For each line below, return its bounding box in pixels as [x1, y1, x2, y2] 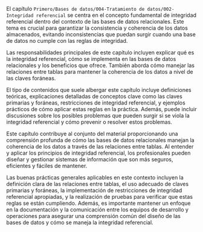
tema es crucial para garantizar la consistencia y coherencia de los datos [6, 24, 188, 31]
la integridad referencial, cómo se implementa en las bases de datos [6, 56, 176, 62]
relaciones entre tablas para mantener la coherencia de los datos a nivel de [6, 68, 193, 75]
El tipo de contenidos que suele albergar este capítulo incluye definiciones [6, 86, 192, 93]
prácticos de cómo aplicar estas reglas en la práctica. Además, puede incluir [6, 106, 197, 112]
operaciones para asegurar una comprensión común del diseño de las [6, 213, 181, 219]
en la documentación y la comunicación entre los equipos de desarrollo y [6, 206, 189, 213]
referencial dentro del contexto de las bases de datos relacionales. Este [6, 18, 184, 25]
